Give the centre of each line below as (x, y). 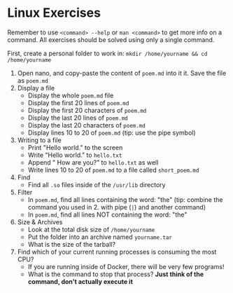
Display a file (36, 88)
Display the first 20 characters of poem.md (87, 110)
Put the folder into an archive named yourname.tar (100, 237)
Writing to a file (39, 140)
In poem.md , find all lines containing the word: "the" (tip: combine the (125, 199)
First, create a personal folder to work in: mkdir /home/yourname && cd (107, 53)
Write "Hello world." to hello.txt (75, 155)
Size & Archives (40, 222)
